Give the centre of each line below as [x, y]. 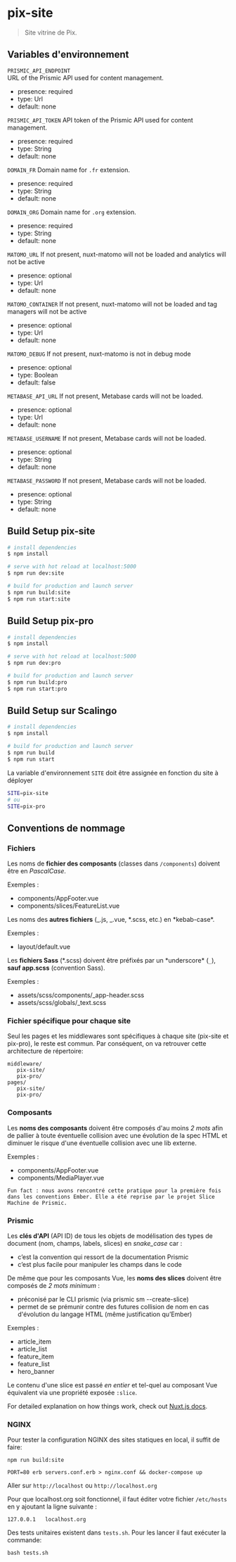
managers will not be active [47, 311]
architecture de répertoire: [45, 1051]
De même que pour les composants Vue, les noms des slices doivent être [114, 1278]
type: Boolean [38, 375]
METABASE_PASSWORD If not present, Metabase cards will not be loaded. [107, 480]
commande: [25, 1540]
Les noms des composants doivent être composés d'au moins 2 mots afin [115, 1127]
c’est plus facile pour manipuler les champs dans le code [100, 1265]
